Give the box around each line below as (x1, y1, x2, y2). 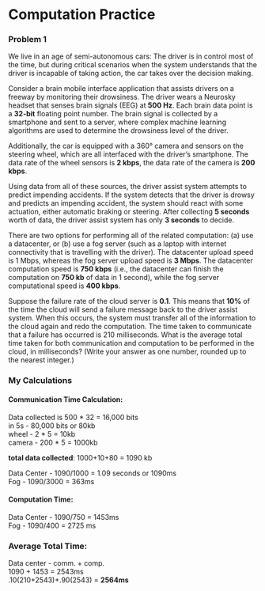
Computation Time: (8, 494, 74, 504)
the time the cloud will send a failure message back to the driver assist (8, 305, 238, 314)
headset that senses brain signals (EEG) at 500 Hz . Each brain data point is (8, 100, 253, 110)
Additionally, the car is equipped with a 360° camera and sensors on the (8, 141, 244, 151)
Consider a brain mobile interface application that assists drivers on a (8, 84, 235, 93)
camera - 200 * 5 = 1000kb (8, 438, 98, 447)
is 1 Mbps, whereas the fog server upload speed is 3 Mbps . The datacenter (8, 256, 253, 266)
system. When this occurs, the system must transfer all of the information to (8, 313, 256, 323)
